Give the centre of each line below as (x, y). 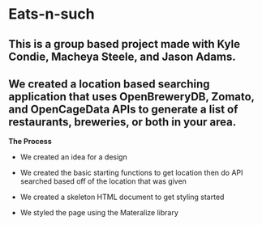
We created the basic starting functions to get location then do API (131, 173)
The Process (30, 142)
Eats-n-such (52, 14)
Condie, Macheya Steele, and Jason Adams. (122, 56)
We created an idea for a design (73, 157)
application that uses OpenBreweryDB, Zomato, (131, 97)
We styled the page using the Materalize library (99, 213)
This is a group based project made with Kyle (125, 44)
